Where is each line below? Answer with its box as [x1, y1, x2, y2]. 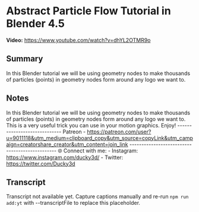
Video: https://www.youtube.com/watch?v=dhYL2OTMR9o [6, 36, 151, 43]
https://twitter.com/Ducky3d [6, 160, 75, 167]
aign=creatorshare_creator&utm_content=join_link [6, 141, 129, 148]
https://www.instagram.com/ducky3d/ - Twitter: [6, 154, 124, 161]
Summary [6, 54, 43, 64]
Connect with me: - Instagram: [63, 147, 138, 154]
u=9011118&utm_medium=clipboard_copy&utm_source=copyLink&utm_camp [6, 134, 193, 141]
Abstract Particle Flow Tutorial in [6, 4, 171, 18]
